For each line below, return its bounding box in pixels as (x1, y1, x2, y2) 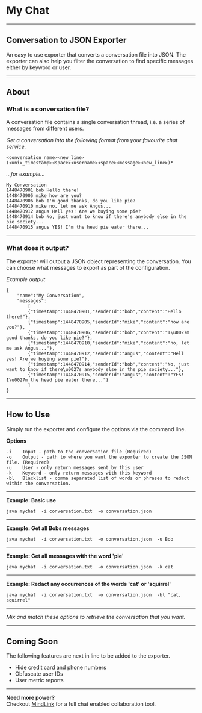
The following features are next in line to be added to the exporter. (6, 652, 170, 659)
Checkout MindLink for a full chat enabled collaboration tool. (6, 700, 156, 708)
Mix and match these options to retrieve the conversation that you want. (6, 613, 186, 620)
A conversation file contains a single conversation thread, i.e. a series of (6, 119, 185, 126)
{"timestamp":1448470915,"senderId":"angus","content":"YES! (28, 372, 185, 378)
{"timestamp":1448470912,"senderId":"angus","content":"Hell (28, 350, 185, 356)
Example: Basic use (6, 496, 56, 503)
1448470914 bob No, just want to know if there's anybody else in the (6, 214, 187, 220)
